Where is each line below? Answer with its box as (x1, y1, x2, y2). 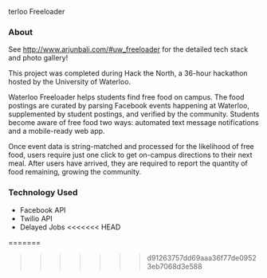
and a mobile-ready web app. (8, 127, 105, 136)
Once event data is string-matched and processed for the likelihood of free (8, 142, 255, 151)
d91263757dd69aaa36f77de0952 (147, 253, 257, 262)
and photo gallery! (8, 53, 69, 63)
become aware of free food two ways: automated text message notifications (8, 118, 259, 127)
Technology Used (8, 187, 78, 198)
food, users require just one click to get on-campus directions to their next (8, 151, 253, 160)
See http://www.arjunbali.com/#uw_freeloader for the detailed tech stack (8, 45, 249, 54)
